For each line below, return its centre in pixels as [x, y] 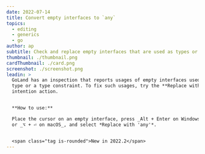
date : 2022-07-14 [28, 12]
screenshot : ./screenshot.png [45, 69]
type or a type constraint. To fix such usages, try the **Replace [99, 86]
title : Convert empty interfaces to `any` [61, 18]
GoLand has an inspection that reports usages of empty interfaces [99, 80]
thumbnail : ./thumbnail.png [42, 57]
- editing [24, 29]
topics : [16, 23]
